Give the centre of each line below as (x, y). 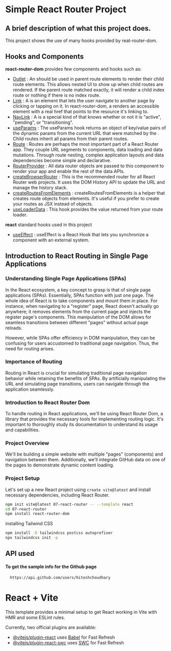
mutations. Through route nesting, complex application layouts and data (88, 155)
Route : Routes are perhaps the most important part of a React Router (86, 144)
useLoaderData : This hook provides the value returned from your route (88, 209)
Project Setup (22, 478)
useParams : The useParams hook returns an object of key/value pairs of (89, 128)
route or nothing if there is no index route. (56, 95)
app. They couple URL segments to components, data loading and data (88, 149)
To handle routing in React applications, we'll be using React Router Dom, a (84, 414)
